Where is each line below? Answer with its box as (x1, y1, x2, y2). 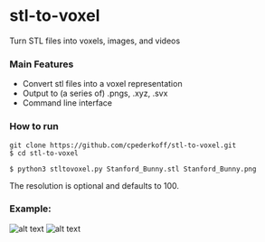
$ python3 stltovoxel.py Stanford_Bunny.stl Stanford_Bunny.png (9, 164, 257, 173)
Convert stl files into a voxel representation (22, 79, 183, 89)
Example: (9, 202, 52, 215)
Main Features (9, 58, 74, 70)
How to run (9, 120, 59, 133)
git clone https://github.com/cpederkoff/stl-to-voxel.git (9, 141, 237, 150)
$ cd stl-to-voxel (9, 148, 79, 158)
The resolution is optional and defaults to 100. (9, 180, 179, 191)
